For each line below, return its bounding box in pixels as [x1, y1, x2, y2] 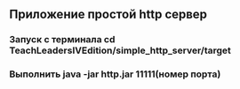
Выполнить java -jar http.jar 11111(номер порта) [9, 68, 221, 80]
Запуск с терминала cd [9, 33, 116, 46]
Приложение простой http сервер [9, 7, 207, 22]
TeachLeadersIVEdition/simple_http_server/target [9, 44, 231, 56]
